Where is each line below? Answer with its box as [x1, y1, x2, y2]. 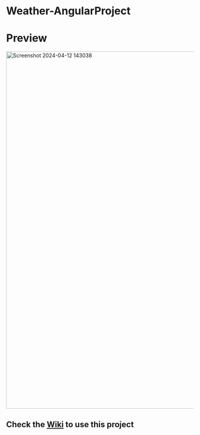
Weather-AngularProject [6, 4, 131, 18]
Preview [6, 32, 48, 45]
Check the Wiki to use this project [6, 419, 134, 430]
